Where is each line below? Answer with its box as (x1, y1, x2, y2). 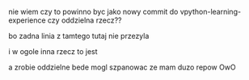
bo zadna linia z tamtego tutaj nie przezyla (8, 32, 150, 40)
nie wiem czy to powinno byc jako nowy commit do (8, 7, 179, 16)
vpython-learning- (179, 7, 241, 16)
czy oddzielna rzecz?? (47, 15, 122, 25)
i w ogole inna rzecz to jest (8, 47, 99, 56)
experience (8, 15, 46, 25)
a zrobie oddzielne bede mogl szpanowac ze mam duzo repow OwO (8, 62, 236, 72)
